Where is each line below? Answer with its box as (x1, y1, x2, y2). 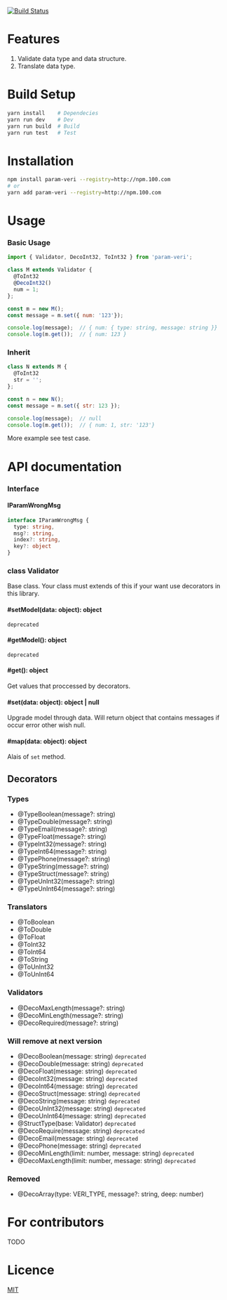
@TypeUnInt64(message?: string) (17, 884, 116, 893)
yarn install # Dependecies (7, 110, 99, 117)
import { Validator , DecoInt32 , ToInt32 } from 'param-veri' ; (7, 253, 193, 261)
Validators (7, 988, 43, 997)
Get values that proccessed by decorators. (7, 682, 131, 690)
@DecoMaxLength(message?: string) (17, 1004, 125, 1012)
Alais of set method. (7, 752, 66, 761)
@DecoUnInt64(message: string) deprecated (17, 1111, 146, 1120)
